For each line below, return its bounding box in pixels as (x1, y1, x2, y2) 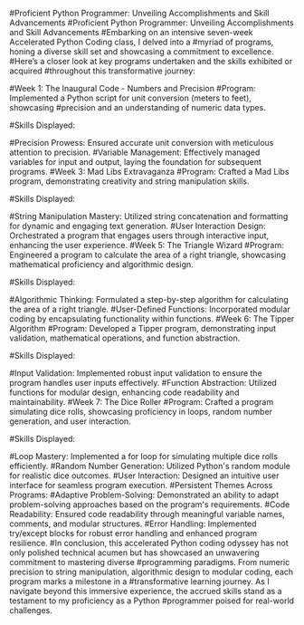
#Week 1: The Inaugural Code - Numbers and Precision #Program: (9, 83, 256, 93)
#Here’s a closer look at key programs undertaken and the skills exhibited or (9, 56, 293, 66)
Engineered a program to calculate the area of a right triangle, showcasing (9, 249, 287, 260)
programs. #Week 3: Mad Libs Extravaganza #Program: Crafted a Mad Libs (9, 167, 290, 177)
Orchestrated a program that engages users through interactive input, (9, 230, 270, 241)
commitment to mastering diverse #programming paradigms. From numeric (9, 557, 290, 567)
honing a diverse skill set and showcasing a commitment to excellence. (9, 46, 274, 57)
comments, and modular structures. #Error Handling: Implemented (9, 518, 257, 529)
